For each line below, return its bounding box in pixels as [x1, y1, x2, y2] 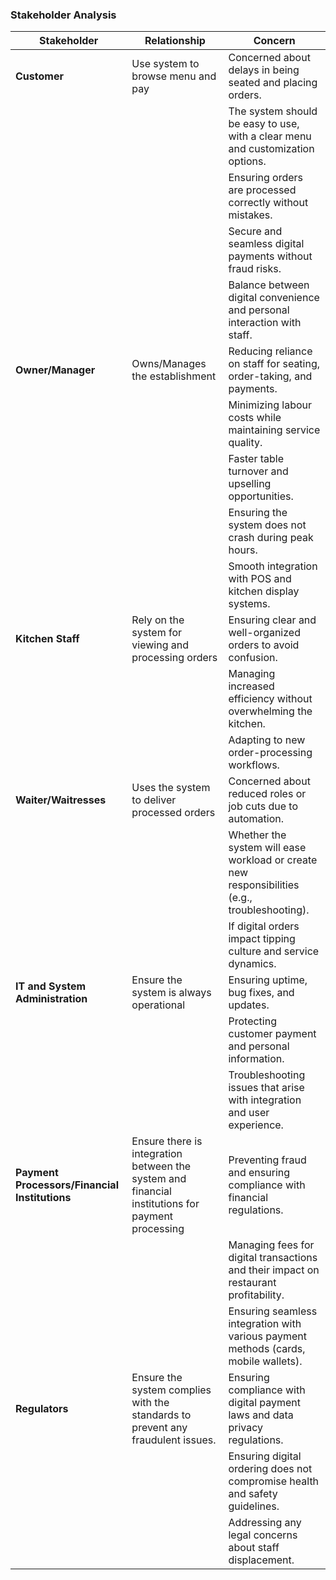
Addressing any [228, 1516, 302, 1530]
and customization [228, 142, 315, 156]
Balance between [228, 278, 310, 292]
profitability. [228, 1288, 285, 1302]
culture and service [228, 944, 320, 958]
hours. [228, 543, 258, 557]
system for [131, 626, 183, 640]
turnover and [228, 464, 289, 478]
